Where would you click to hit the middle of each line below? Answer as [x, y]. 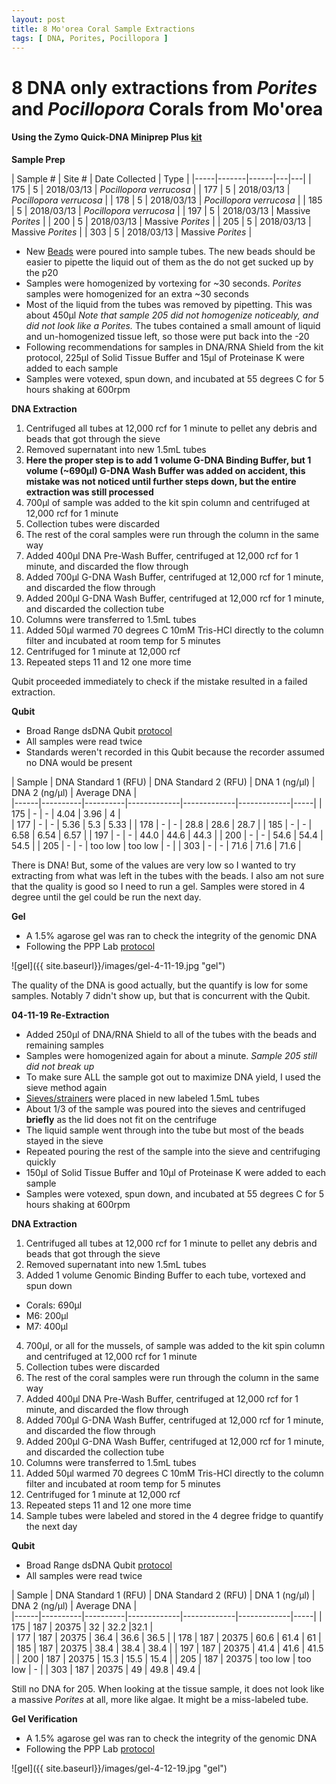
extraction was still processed [89, 492]
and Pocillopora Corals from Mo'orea [167, 108]
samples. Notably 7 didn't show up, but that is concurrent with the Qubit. [161, 995]
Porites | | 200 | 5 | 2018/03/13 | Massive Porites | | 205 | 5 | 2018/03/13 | [161, 221]
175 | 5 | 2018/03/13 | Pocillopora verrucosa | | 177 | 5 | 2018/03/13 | [151, 189]
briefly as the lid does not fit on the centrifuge [121, 1119]
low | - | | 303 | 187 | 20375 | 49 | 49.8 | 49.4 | [106, 1669]
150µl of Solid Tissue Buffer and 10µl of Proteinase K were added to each [176, 1172]
